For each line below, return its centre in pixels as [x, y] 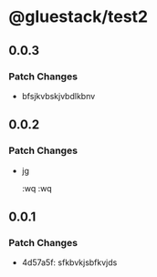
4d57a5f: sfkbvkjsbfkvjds [69, 262]
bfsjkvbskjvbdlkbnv [58, 96]
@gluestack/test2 [78, 17]
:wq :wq [37, 188]
